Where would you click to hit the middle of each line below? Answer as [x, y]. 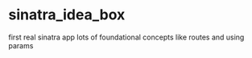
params [21, 45]
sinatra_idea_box [67, 15]
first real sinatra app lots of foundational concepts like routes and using [126, 37]
